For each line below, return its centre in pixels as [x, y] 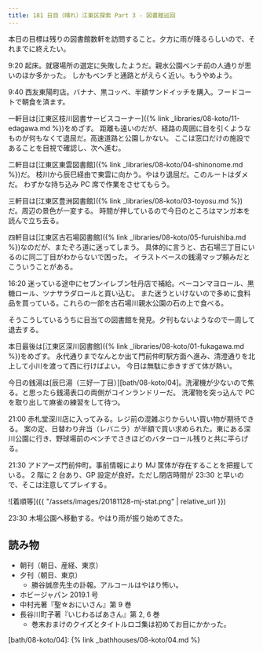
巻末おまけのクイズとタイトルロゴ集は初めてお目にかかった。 [131, 625]
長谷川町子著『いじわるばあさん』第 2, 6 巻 [89, 614]
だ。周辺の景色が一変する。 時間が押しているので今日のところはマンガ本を [130, 211]
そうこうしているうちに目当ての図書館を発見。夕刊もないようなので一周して [131, 320]
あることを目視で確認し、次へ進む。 [67, 148]
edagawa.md [29, 128]
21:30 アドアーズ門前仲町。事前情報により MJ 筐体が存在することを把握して [131, 465]
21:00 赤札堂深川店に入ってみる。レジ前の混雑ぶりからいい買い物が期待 [124, 419]
